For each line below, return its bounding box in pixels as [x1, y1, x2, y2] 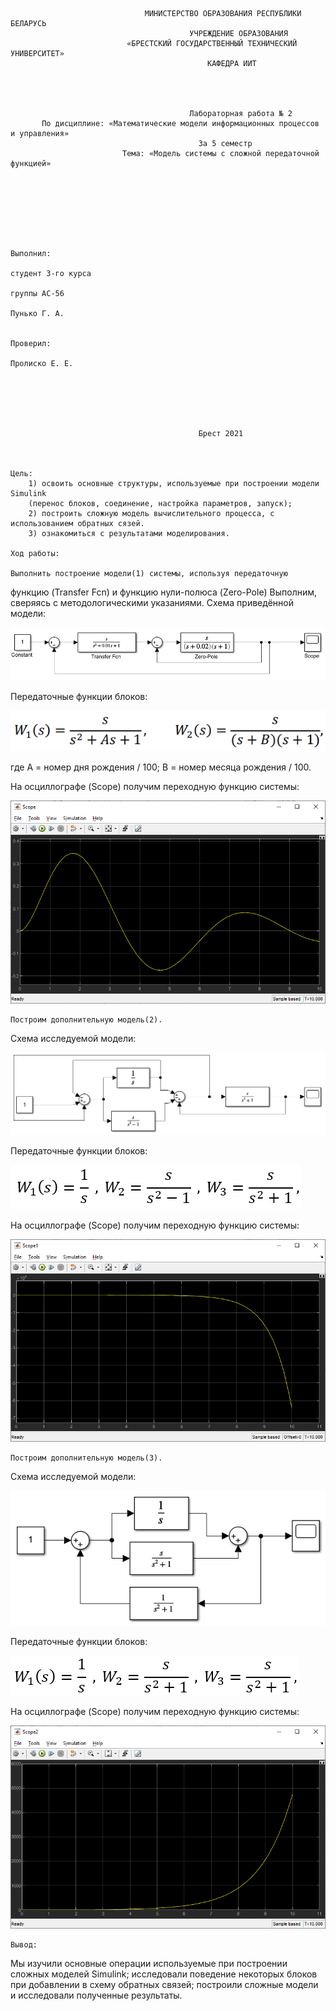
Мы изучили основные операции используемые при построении [10, 1957, 288, 1969]
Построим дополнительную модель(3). [10, 1453, 163, 1463]
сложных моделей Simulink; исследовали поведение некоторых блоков [10, 1968, 318, 1980]
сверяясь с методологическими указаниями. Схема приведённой [10, 597, 294, 608]
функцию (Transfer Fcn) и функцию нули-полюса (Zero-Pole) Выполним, [10, 586, 318, 598]
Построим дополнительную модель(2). [10, 1014, 163, 1025]
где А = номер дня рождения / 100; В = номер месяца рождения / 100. [10, 761, 312, 773]
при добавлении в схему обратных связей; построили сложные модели [10, 1978, 319, 1990]
